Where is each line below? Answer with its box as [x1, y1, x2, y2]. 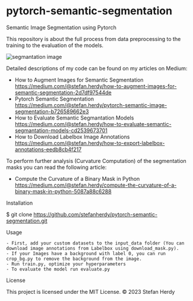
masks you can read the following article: [6, 164, 107, 171]
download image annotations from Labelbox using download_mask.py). [6, 245, 179, 251]
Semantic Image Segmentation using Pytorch [6, 24, 117, 31]
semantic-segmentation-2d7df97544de [14, 89, 112, 96]
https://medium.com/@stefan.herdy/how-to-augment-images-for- [14, 82, 177, 90]
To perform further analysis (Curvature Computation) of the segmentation [6, 157, 187, 164]
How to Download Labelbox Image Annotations [14, 133, 130, 140]
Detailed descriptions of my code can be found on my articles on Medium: [6, 64, 188, 72]
